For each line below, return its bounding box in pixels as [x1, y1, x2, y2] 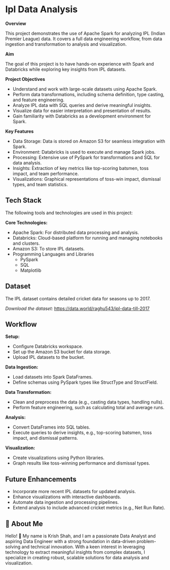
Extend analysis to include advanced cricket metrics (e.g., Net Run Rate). [12, 505, 165, 511]
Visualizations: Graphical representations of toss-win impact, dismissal [12, 176, 161, 182]
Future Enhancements [5, 475, 77, 483]
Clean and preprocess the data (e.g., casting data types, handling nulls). [12, 399, 164, 405]
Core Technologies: [5, 219, 48, 225]
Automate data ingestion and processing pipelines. [12, 499, 119, 505]
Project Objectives [5, 76, 46, 82]
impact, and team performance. [12, 170, 79, 177]
